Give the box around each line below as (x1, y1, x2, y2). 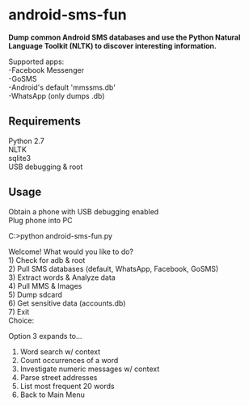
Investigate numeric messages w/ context (19, 364, 160, 374)
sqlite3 (8, 153, 31, 163)
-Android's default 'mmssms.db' (8, 82, 116, 92)
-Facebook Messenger (8, 65, 85, 74)
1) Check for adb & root (8, 255, 86, 264)
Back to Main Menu (19, 390, 85, 400)
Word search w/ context (19, 346, 101, 357)
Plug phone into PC (8, 215, 73, 225)
